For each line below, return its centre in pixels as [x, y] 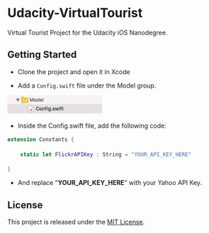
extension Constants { [41, 139]
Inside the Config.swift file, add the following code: [92, 126]
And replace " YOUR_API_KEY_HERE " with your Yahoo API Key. [110, 183]
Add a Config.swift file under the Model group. [87, 85]
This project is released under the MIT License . [76, 222]
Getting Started [42, 55]
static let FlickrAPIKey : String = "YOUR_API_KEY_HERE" [106, 154]
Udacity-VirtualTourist [75, 13]
